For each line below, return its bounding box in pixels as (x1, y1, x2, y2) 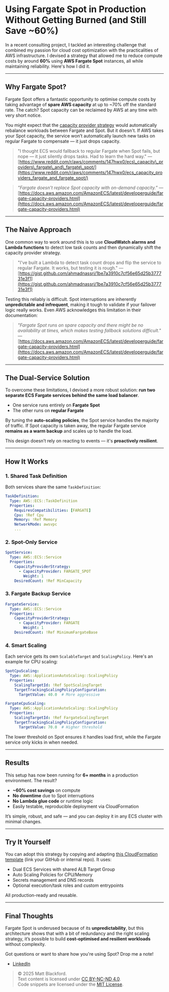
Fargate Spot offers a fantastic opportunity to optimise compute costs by (5, 96, 156, 102)
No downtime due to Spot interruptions (12, 792, 95, 798)
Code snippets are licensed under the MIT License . (17, 981, 124, 987)
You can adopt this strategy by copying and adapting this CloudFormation (5, 851, 158, 858)
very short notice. (5, 112, 42, 118)
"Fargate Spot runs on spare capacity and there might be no (17, 322, 143, 328)
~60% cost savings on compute (12, 787, 80, 793)
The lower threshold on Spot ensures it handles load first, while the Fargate (5, 734, 161, 740)
